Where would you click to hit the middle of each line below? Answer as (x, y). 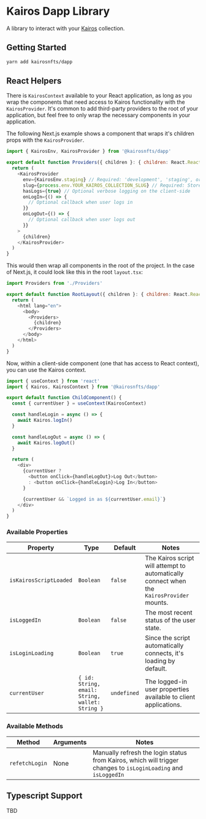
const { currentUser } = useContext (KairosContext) (79, 403)
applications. (163, 705)
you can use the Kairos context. (47, 370)
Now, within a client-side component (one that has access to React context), (103, 363)
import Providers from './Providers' (55, 284)
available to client (170, 697)
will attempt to (165, 566)
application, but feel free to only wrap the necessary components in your (98, 115)
